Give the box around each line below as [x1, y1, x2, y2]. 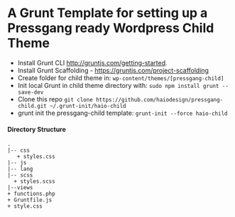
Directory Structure [7, 125, 66, 133]
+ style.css [7, 203, 43, 210]
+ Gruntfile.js [7, 196, 53, 204]
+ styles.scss [13, 178, 55, 185]
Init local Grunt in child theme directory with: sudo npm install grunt [17, 81, 219, 89]
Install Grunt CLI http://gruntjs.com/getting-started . [17, 58, 168, 67]
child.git [17, 102, 48, 109]
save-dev [17, 89, 44, 96]
